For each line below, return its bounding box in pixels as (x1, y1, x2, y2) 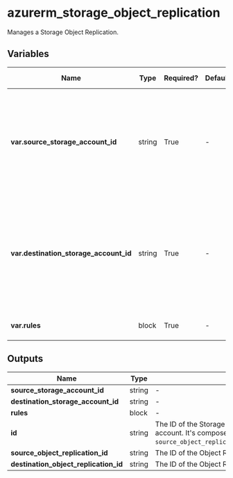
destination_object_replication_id (10, 459, 123, 469)
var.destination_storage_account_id (10, 248, 132, 258)
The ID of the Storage (155, 419, 225, 429)
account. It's (155, 428, 196, 438)
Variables (7, 48, 50, 60)
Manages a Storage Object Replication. (7, 28, 119, 36)
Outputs (7, 353, 44, 365)
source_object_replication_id (10, 447, 109, 457)
